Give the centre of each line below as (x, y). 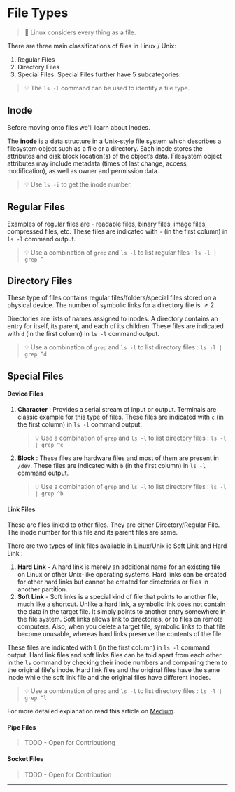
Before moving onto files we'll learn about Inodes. (79, 127)
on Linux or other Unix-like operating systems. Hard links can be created (122, 575)
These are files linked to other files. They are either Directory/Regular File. (114, 525)
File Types (38, 13)
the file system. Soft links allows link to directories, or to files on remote (120, 619)
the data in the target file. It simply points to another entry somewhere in (121, 612)
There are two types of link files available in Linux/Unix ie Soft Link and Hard (117, 546)
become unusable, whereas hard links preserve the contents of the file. (120, 634)
